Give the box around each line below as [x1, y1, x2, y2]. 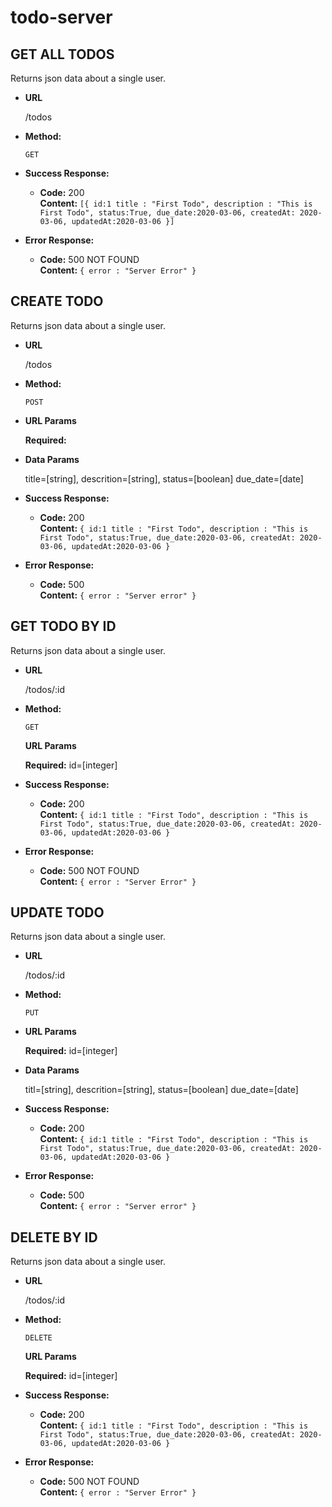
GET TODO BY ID [10, 618, 117, 635]
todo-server [10, 6, 113, 29]
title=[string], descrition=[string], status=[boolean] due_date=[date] [24, 472, 304, 485]
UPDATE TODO [10, 904, 105, 921]
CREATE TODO [10, 293, 104, 310]
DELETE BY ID [10, 1229, 98, 1246]
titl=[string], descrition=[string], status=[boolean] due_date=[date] [24, 1084, 299, 1096]
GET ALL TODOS [10, 46, 115, 63]
